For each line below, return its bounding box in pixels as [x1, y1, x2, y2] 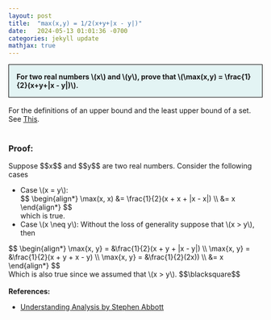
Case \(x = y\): [19, 185, 69, 195]
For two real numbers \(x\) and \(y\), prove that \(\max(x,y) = [16, 72, 223, 81]
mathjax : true [8, 42, 56, 50]
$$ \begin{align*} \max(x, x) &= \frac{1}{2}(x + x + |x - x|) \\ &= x [19, 194, 236, 204]
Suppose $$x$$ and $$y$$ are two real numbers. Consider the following [8, 161, 252, 171]
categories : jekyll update [8, 34, 99, 43]
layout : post [8, 11, 52, 20]
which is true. [19, 211, 66, 221]
